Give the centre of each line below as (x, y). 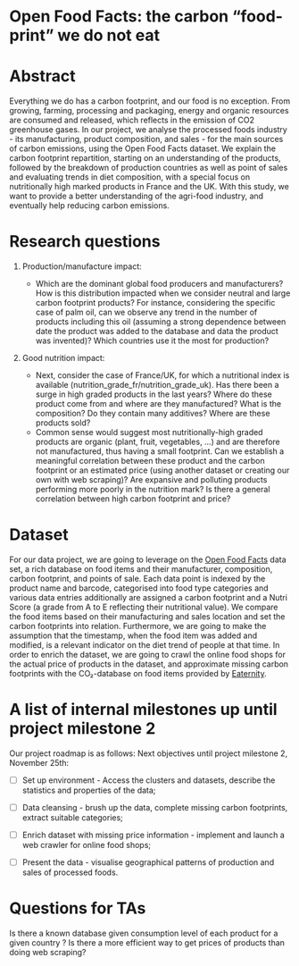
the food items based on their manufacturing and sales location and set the (147, 617)
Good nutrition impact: (63, 358)
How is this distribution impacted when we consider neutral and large (163, 293)
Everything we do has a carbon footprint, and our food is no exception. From (150, 101)
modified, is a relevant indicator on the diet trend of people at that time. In (145, 645)
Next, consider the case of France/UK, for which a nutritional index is (162, 375)
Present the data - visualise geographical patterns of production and (148, 862)
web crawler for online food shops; (87, 845)
